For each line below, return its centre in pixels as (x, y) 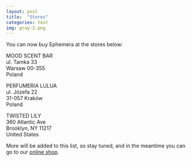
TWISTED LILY (24, 116)
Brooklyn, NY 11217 (29, 128)
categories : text (27, 22)
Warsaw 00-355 (26, 68)
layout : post (22, 11)
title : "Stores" (27, 17)
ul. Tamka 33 (22, 62)
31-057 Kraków (24, 98)
